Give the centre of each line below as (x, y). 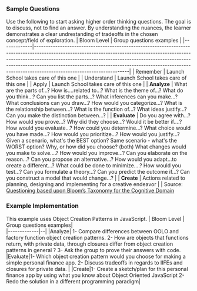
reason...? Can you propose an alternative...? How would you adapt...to (91, 159)
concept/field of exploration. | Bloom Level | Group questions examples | (94, 41)
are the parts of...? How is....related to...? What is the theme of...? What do (95, 91)
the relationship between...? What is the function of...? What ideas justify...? (96, 109)
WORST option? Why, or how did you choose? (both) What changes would (96, 147)
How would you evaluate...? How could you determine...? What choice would (98, 128)
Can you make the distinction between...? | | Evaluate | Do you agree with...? (98, 115)
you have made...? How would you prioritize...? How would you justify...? (93, 134)
